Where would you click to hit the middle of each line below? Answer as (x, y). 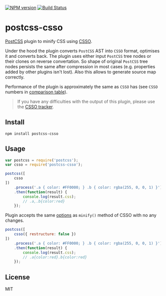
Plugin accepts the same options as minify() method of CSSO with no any (81, 215)
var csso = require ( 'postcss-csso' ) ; (44, 165)
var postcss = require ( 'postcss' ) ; (42, 160)
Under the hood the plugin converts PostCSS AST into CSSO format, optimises (82, 51)
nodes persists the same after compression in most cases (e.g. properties (80, 66)
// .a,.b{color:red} (44, 201)
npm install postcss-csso (32, 133)
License (18, 277)
